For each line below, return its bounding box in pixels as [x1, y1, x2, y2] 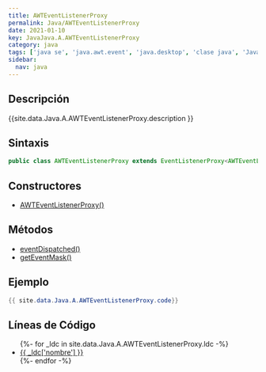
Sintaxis [8, 136, 50, 150]
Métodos [8, 223, 54, 237]
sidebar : [8, 56, 37, 64]
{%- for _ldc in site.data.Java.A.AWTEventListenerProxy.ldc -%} [19, 340, 230, 349]
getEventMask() [19, 252, 72, 262]
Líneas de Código [8, 318, 97, 332]
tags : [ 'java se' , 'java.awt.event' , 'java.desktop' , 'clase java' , [8, 48, 239, 56]
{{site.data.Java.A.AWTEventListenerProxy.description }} [8, 113, 194, 123]
